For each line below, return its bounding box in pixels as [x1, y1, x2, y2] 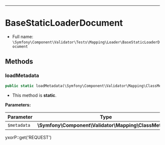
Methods [5, 58, 33, 66]
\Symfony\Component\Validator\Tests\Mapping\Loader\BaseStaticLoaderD [12, 40, 160, 45]
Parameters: [5, 102, 31, 108]
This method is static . [12, 92, 57, 98]
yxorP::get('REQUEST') [5, 134, 52, 140]
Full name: [12, 33, 33, 39]
